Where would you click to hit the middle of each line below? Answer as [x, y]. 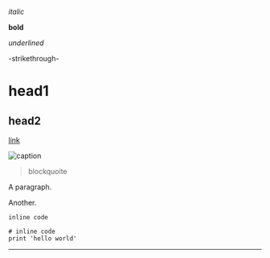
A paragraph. [30, 187]
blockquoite [47, 171]
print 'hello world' [43, 239]
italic [16, 12]
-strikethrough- [34, 58]
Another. [22, 202]
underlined [26, 43]
